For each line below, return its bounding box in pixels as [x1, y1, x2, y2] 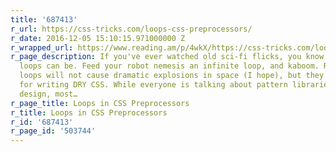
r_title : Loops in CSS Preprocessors [10, 107, 168, 118]
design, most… [19, 89, 78, 99]
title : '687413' [10, 14, 78, 25]
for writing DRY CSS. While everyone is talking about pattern [19, 80, 288, 90]
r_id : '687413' [10, 117, 74, 127]
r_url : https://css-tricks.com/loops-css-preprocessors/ [10, 24, 253, 34]
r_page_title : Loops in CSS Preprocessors [10, 98, 190, 108]
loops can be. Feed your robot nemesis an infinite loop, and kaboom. [19, 61, 320, 71]
